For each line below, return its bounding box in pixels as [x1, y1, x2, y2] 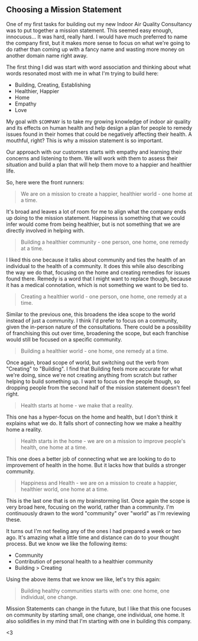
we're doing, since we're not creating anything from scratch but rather [6, 371, 177, 378]
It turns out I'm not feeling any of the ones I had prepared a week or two [6, 527, 181, 534]
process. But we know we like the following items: [6, 540, 128, 547]
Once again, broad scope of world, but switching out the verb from [6, 359, 169, 366]
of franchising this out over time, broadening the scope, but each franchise [6, 329, 189, 337]
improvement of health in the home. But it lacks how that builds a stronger [6, 461, 186, 468]
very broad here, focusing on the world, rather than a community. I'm [6, 503, 174, 511]
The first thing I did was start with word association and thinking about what [6, 63, 191, 71]
